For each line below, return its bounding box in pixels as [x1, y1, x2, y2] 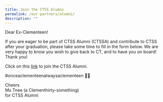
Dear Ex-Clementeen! [5, 29, 49, 35]
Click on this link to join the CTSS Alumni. [5, 63, 88, 69]
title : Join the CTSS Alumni [5, 7, 64, 12]
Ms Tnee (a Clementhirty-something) [5, 87, 79, 93]
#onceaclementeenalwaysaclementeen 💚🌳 [5, 73, 91, 79]
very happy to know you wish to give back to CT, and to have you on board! [5, 49, 157, 55]
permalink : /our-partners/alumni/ [5, 12, 75, 16]
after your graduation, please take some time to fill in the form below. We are [5, 44, 159, 50]
